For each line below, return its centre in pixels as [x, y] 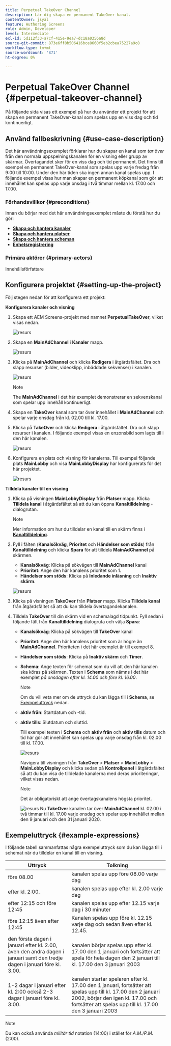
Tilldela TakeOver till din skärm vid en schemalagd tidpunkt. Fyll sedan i [88, 616]
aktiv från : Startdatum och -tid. [53, 712]
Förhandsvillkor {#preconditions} [48, 202]
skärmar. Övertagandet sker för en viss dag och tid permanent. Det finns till [84, 162]
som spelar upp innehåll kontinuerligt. [52, 402]
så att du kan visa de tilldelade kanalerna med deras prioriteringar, [90, 773]
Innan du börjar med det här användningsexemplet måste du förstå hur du [83, 213]
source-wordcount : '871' [32, 52]
